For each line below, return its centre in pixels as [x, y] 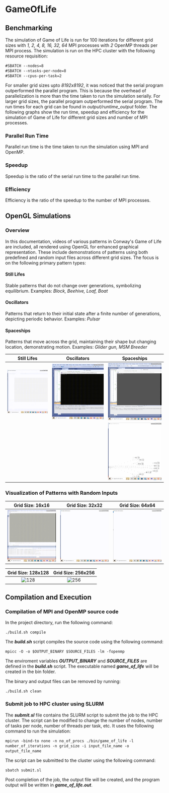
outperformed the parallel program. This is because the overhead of [76, 91]
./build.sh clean [23, 691]
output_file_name [23, 751]
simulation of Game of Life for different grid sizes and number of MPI [76, 117]
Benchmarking [29, 28]
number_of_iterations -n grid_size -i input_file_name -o [67, 746]
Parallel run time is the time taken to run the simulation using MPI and [77, 147]
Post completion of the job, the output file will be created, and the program [82, 779]
